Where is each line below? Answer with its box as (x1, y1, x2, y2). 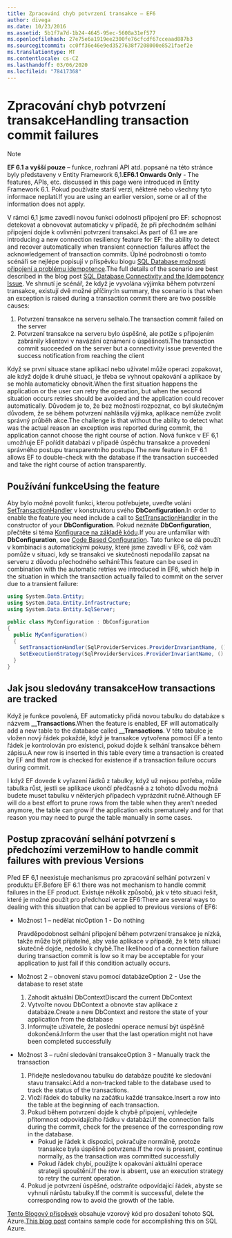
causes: (7, 301, 30, 310)
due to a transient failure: (7, 580, 79, 588)
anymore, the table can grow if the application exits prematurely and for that (7, 806, 224, 814)
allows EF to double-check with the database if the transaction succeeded (7, 453, 219, 462)
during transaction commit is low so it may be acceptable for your (17, 951, 204, 959)
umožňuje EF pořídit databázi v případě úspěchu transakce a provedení (7, 438, 211, 447)
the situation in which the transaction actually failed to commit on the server (7, 572, 223, 581)
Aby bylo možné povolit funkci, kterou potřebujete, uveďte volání (7, 499, 191, 507)
